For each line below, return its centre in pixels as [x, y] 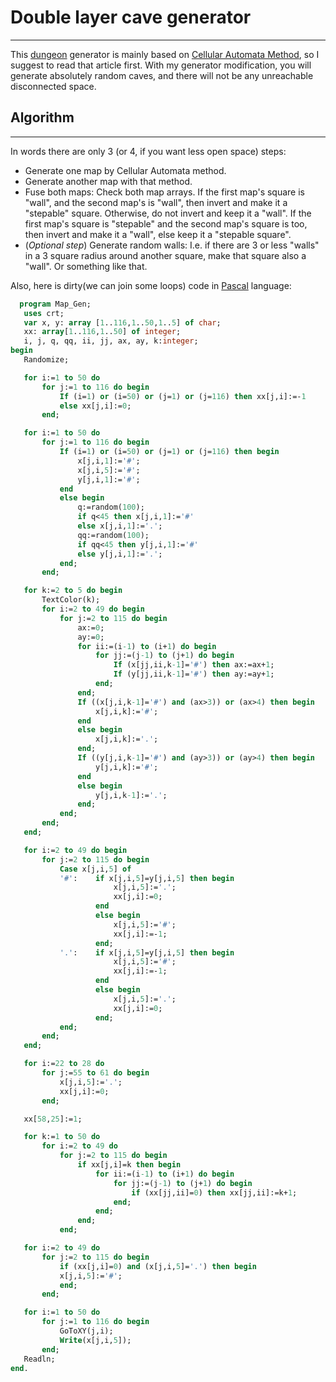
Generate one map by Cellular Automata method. [125, 170]
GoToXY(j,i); [86, 1331]
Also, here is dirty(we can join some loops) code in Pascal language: [151, 285]
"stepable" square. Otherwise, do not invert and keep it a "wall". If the [168, 213]
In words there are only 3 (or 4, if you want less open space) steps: [148, 151]
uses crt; [44, 313]
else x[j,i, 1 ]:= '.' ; [120, 526]
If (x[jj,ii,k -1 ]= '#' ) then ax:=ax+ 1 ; [194, 665]
